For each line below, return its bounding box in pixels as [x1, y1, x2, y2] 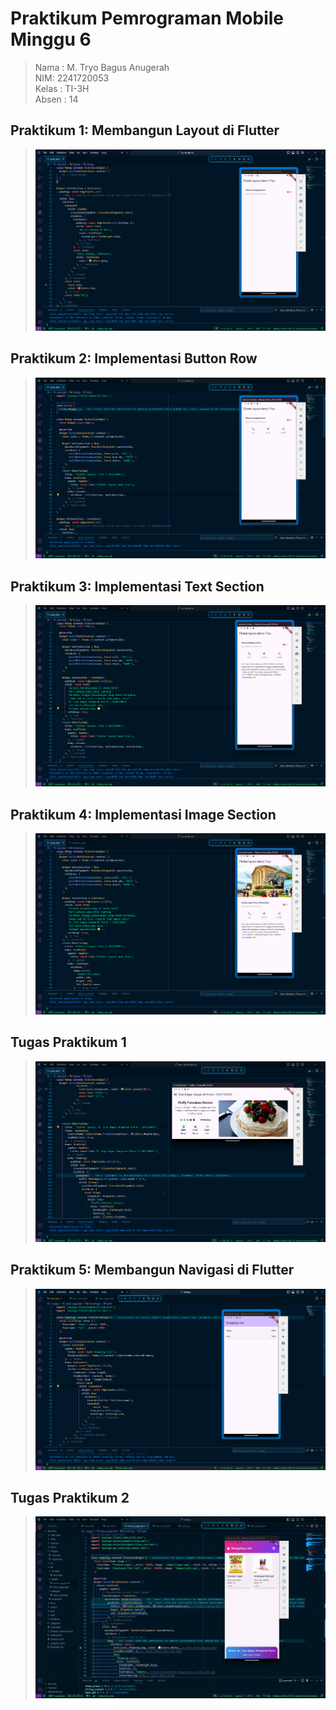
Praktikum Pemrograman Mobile [10, 7, 284, 30]
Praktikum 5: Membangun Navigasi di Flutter [10, 1262, 295, 1279]
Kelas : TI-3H [34, 82, 90, 94]
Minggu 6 [10, 28, 92, 51]
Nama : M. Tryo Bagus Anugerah [34, 61, 170, 73]
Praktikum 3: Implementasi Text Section [10, 578, 265, 595]
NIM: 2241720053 [34, 72, 110, 84]
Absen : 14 [34, 93, 79, 105]
